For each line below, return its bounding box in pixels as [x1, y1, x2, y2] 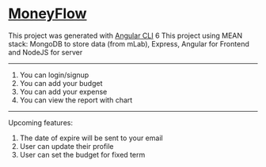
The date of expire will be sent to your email [19, 133, 164, 143]
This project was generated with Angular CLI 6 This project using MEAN [8, 31, 243, 40]
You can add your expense [19, 87, 108, 96]
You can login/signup [19, 70, 89, 80]
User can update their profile [19, 141, 114, 150]
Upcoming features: [8, 117, 74, 127]
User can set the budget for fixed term [19, 150, 146, 159]
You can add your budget [19, 78, 103, 87]
